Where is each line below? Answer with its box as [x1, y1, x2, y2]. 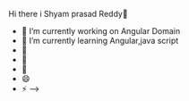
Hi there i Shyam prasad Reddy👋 [8, 9, 128, 19]
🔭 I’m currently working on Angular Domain [21, 26, 181, 36]
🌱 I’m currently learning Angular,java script [21, 36, 179, 46]
